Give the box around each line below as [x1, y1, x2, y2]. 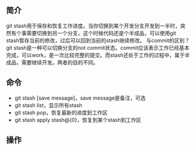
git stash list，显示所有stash [14, 101, 83, 108]
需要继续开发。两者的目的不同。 [21, 59, 98, 66]
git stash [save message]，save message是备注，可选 [14, 94, 146, 101]
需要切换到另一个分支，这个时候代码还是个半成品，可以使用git [26, 29, 177, 36]
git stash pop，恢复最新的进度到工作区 [14, 109, 108, 116]
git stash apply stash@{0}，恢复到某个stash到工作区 [14, 116, 142, 123]
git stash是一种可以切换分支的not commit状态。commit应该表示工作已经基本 [6, 44, 190, 51]
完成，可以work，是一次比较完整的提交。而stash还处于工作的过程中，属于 [6, 52, 185, 59]
